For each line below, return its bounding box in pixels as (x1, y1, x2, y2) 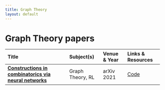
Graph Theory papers (5, 33, 95, 44)
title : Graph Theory (5, 7, 48, 12)
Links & (127, 50, 145, 57)
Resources (127, 57, 153, 64)
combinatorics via (7, 71, 51, 78)
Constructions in (7, 65, 48, 71)
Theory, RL (69, 74, 95, 81)
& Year (103, 57, 119, 64)
